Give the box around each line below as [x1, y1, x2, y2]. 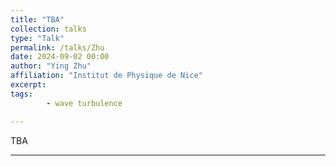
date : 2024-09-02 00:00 [10, 52, 110, 62]
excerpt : [10, 80, 47, 90]
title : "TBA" [10, 14, 65, 25]
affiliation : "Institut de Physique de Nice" [10, 71, 203, 81]
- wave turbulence [46, 98, 123, 108]
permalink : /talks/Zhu [10, 42, 105, 53]
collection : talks [10, 24, 87, 34]
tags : [10, 89, 33, 99]
